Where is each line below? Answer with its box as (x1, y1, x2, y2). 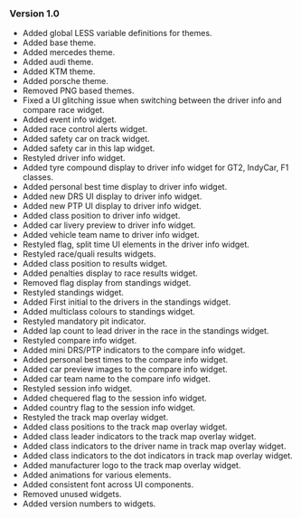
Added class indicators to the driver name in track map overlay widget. (22, 441, 287, 452)
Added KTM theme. (22, 66, 96, 77)
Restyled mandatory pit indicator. (22, 316, 146, 327)
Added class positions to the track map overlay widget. (22, 421, 228, 432)
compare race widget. (22, 105, 106, 116)
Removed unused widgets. (22, 489, 122, 500)
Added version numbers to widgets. (22, 498, 156, 509)
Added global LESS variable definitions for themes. (22, 28, 212, 39)
